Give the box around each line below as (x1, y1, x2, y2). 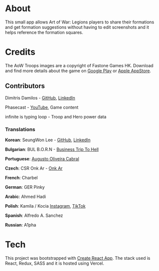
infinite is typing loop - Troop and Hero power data (5, 114, 107, 119)
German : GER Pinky (5, 184, 45, 190)
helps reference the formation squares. (5, 29, 84, 35)
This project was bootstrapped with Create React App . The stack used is (5, 255, 151, 261)
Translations (5, 126, 35, 133)
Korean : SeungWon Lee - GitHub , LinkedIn (5, 137, 91, 143)
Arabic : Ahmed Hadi (5, 194, 46, 199)
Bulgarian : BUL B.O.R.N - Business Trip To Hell (5, 146, 99, 152)
